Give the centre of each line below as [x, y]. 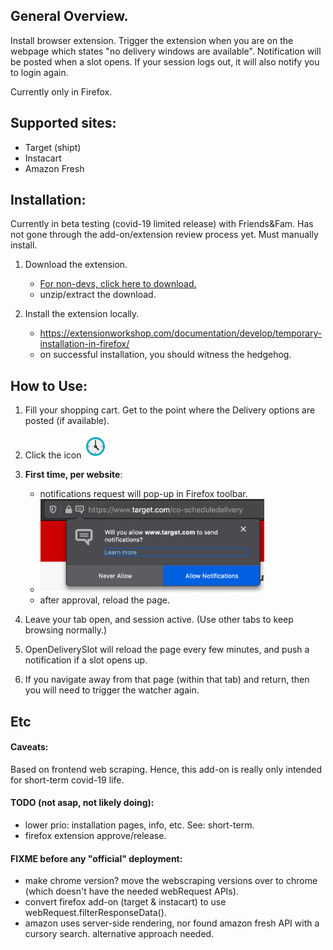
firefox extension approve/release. [95, 836]
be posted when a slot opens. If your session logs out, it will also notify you [165, 61]
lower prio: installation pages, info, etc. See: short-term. [139, 825]
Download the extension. [76, 265]
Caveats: [29, 747]
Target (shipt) [53, 147]
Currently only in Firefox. [61, 91]
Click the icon [53, 455]
